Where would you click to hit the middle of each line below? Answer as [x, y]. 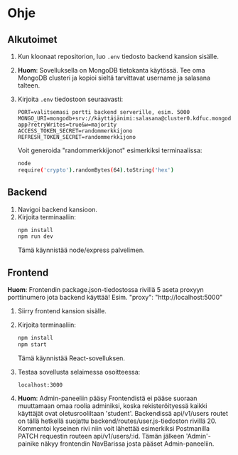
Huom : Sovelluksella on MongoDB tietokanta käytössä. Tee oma [111, 70]
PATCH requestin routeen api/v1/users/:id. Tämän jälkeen [101, 436]
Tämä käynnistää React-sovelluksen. [71, 358]
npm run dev [35, 236]
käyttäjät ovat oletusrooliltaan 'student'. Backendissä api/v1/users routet [123, 413]
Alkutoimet [33, 40]
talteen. [29, 85]
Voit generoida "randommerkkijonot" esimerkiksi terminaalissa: [110, 150]
